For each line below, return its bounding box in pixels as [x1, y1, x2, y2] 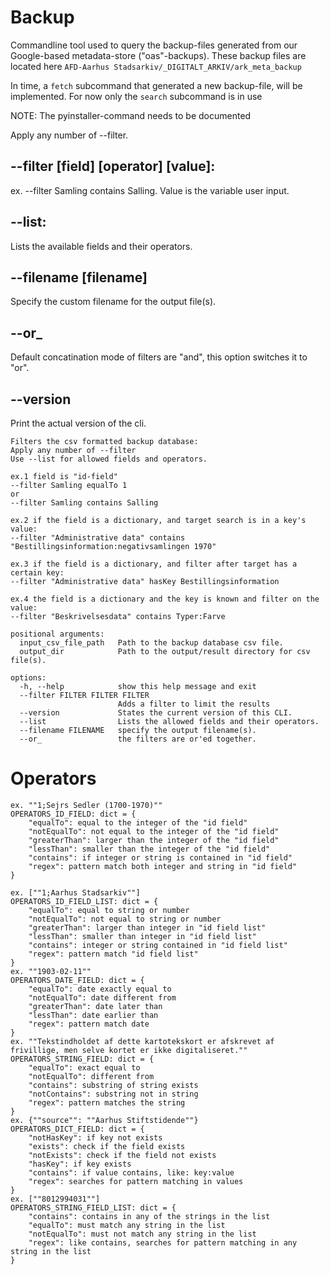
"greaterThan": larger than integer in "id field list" [28, 922, 267, 933]
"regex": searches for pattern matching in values [28, 1176, 244, 1186]
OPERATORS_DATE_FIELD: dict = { [10, 975, 145, 985]
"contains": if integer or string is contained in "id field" [28, 852, 293, 863]
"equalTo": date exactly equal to [28, 984, 172, 994]
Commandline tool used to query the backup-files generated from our [10, 39, 298, 51]
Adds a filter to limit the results [117, 699, 271, 709]
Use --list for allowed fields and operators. [10, 454, 208, 464]
